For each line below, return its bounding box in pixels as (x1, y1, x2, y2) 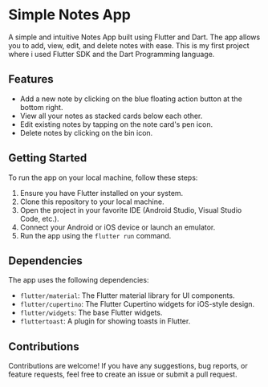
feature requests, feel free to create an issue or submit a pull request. (8, 369, 238, 379)
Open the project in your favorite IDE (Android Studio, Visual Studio (19, 205, 242, 214)
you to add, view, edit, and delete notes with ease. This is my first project (8, 40, 250, 50)
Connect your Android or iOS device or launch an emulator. (19, 222, 216, 232)
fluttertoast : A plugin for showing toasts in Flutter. (19, 316, 191, 326)
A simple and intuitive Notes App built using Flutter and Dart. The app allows (8, 32, 261, 42)
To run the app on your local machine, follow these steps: (8, 173, 198, 182)
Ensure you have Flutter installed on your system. (19, 188, 184, 198)
